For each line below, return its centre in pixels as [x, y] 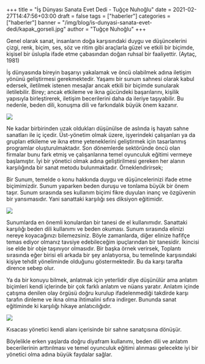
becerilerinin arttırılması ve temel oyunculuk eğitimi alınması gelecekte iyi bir [102, 348]
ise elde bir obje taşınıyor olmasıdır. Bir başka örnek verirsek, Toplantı [94, 248]
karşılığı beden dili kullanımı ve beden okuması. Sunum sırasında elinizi [95, 229]
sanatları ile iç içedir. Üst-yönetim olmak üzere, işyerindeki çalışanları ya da [101, 135]
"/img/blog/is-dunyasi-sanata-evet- [107, 22]
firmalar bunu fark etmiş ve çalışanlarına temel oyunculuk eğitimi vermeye [99, 154]
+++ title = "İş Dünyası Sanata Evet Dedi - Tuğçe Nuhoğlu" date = [89, 10]
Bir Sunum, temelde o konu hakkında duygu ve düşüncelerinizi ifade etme [99, 179]
